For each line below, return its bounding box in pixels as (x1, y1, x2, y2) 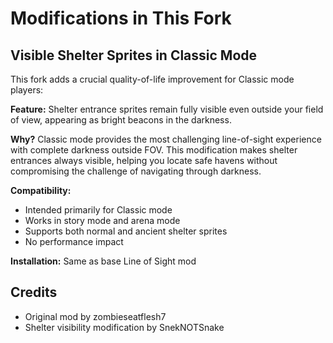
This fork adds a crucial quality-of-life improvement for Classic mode (10, 73, 295, 85)
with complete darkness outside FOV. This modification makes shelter (10, 144, 298, 156)
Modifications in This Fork (10, 7, 232, 30)
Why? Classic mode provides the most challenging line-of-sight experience (10, 133, 322, 145)
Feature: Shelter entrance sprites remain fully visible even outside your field (10, 103, 324, 115)
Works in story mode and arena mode (24, 215, 181, 226)
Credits (10, 284, 58, 301)
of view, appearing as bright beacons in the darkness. (10, 114, 232, 126)
